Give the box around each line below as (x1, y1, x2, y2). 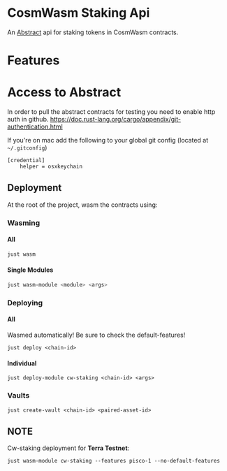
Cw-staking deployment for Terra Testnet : (7, 444, 130, 452)
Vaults (7, 391, 30, 400)
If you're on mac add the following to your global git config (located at (7, 136, 208, 145)
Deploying (7, 298, 43, 307)
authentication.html (7, 122, 63, 131)
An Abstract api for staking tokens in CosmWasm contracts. (7, 28, 179, 36)
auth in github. (7, 115, 49, 124)
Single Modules (7, 266, 54, 274)
